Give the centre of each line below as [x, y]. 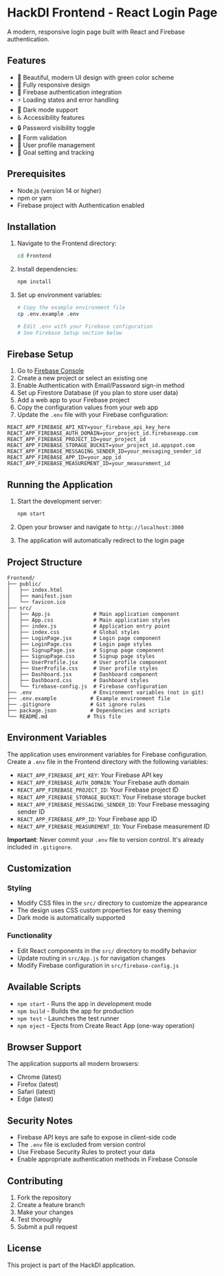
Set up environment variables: [59, 295]
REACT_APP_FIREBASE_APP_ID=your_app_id [64, 457]
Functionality [30, 936]
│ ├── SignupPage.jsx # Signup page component [86, 650]
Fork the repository [44, 1197]
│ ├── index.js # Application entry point [89, 626]
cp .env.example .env [48, 314]
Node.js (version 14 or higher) [59, 190]
